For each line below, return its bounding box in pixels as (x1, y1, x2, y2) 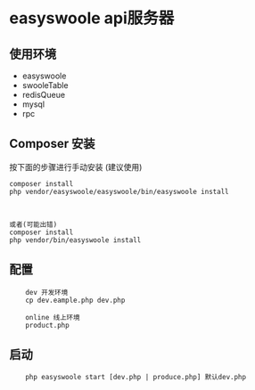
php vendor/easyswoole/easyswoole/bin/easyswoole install (9, 187, 229, 196)
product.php (25, 321, 70, 329)
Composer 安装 (9, 136, 95, 151)
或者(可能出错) (9, 220, 58, 229)
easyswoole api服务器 (9, 8, 175, 28)
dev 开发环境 (25, 288, 69, 297)
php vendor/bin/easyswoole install (9, 235, 142, 245)
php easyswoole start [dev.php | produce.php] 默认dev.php (25, 373, 247, 382)
